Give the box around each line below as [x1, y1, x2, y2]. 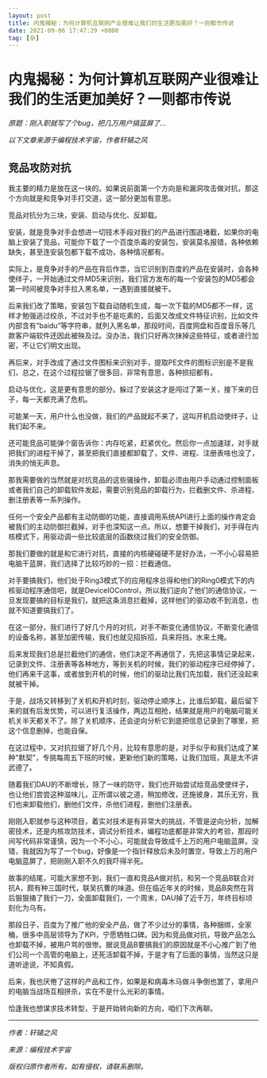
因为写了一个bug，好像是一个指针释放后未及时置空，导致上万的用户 [35, 846, 258, 856]
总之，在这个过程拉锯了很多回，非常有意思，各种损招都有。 [21, 368, 217, 377]
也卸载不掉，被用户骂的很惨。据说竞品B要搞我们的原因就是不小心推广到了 [8, 940, 250, 949]
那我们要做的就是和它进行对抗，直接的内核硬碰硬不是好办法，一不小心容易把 [8, 549, 259, 558]
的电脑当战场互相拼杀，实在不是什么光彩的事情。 [8, 986, 168, 996]
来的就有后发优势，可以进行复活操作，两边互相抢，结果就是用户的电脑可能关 [8, 706, 259, 715]
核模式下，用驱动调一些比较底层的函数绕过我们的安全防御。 [8, 532, 203, 541]
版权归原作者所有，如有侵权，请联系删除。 [8, 1062, 148, 1071]
